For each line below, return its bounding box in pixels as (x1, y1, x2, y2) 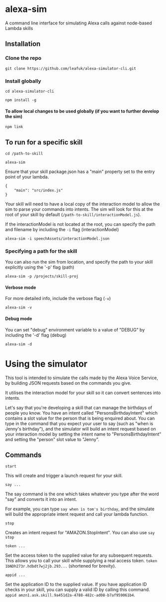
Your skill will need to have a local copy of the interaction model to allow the (5, 201, 160, 207)
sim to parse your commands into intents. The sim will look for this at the (5, 206, 154, 212)
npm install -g (5, 97, 37, 103)
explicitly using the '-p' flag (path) (5, 264, 74, 270)
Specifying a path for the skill (5, 248, 77, 255)
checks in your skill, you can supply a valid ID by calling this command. (5, 587, 150, 593)
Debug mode (5, 315, 32, 322)
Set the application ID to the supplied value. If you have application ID (5, 582, 147, 588)
